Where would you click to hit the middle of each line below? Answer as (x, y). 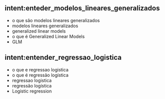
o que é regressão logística (40, 75)
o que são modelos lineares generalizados (56, 20)
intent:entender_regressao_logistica (63, 58)
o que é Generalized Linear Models (48, 36)
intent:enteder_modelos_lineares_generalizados (82, 8)
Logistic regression (32, 91)
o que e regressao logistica (40, 69)
